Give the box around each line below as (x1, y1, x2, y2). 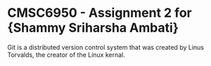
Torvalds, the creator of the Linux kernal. (7, 51, 125, 59)
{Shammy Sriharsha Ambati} (7, 20, 179, 36)
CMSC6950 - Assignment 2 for (7, 5, 192, 21)
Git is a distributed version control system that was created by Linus (7, 43, 204, 51)
